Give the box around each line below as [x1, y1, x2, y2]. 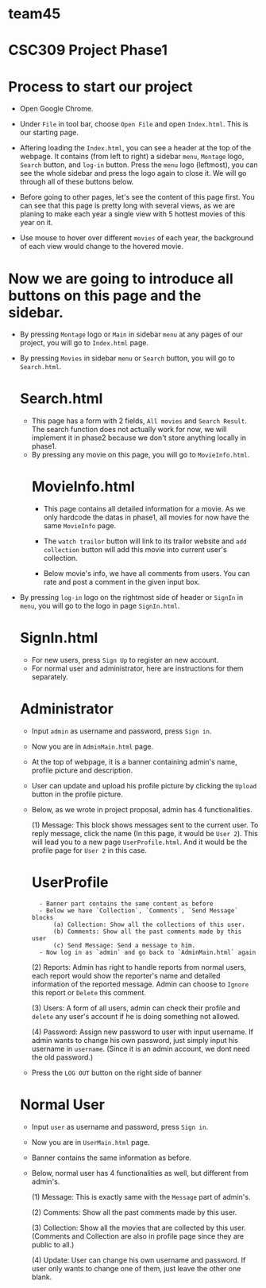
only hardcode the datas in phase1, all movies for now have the [43, 512, 249, 522]
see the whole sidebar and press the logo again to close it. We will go [19, 169, 247, 178]
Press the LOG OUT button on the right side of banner [31, 1068, 202, 1077]
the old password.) [31, 1052, 94, 1062]
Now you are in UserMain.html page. [31, 1137, 150, 1146]
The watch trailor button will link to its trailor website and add [43, 536, 247, 546]
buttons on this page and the [8, 286, 202, 305]
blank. [31, 1272, 52, 1282]
